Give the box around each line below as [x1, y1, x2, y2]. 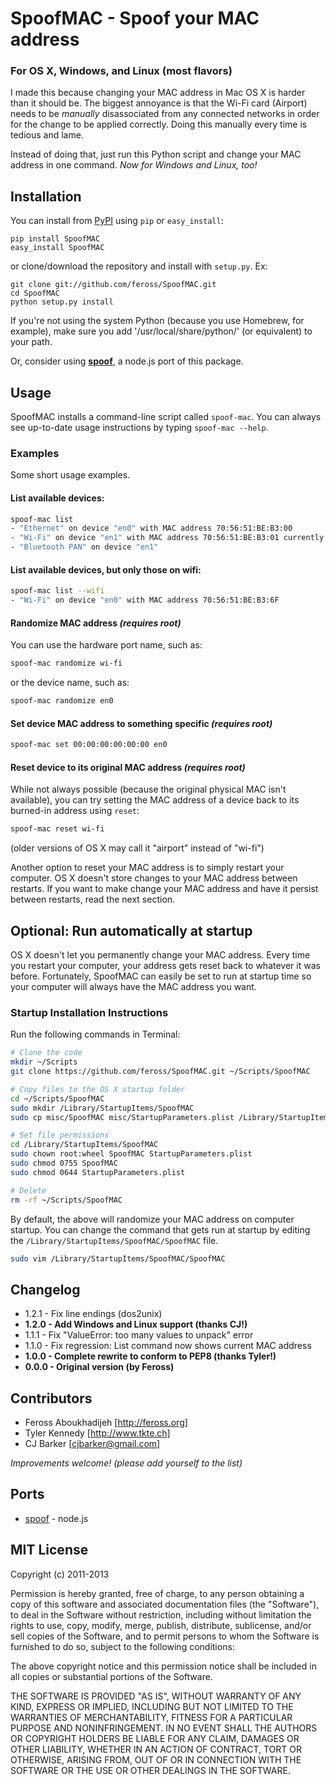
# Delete [10, 1185, 47, 1196]
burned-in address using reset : [10, 805, 140, 817]
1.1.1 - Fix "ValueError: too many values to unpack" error [24, 1329, 254, 1341]
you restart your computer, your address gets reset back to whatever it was [10, 959, 321, 971]
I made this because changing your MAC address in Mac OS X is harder [10, 87, 306, 99]
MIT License [10, 1542, 89, 1559]
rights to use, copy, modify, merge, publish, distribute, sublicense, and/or [10, 1619, 312, 1631]
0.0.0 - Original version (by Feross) [24, 1361, 175, 1373]
